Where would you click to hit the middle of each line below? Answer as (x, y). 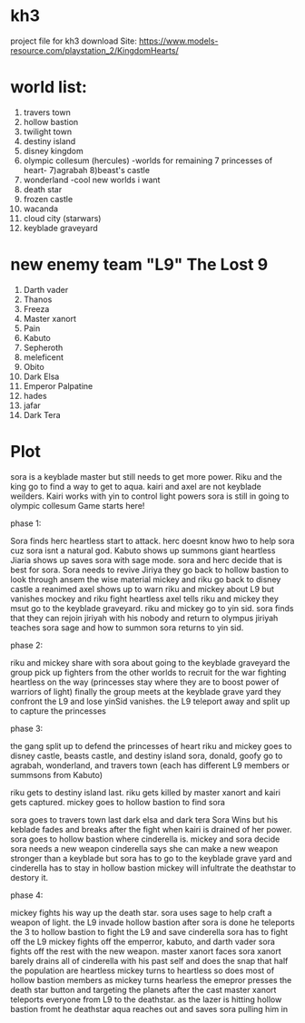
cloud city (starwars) (62, 218)
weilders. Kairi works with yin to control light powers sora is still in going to (150, 496)
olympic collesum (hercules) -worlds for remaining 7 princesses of (148, 161)
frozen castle (48, 199)
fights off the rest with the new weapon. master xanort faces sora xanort (146, 951)
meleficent (44, 357)
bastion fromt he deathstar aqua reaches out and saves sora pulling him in (149, 1008)
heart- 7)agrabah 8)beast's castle (87, 170)
